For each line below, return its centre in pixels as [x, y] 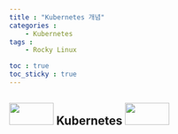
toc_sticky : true [43, 74]
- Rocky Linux [51, 50]
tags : [21, 42]
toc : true [29, 66]
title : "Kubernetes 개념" [57, 17]
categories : [33, 26]
